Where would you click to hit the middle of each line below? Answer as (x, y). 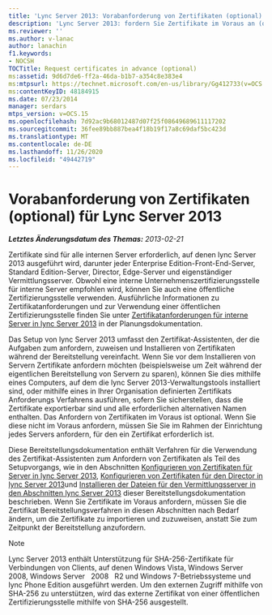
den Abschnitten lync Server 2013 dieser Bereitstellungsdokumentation (127, 493)
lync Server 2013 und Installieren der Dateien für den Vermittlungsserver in (132, 484)
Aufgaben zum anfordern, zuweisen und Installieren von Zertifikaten (122, 348)
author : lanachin (38, 46)
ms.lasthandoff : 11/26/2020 (56, 152)
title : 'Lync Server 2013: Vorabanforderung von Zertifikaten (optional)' (137, 16)
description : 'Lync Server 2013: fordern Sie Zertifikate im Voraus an (132, 24)
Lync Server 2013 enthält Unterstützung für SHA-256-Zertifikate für (121, 559)
